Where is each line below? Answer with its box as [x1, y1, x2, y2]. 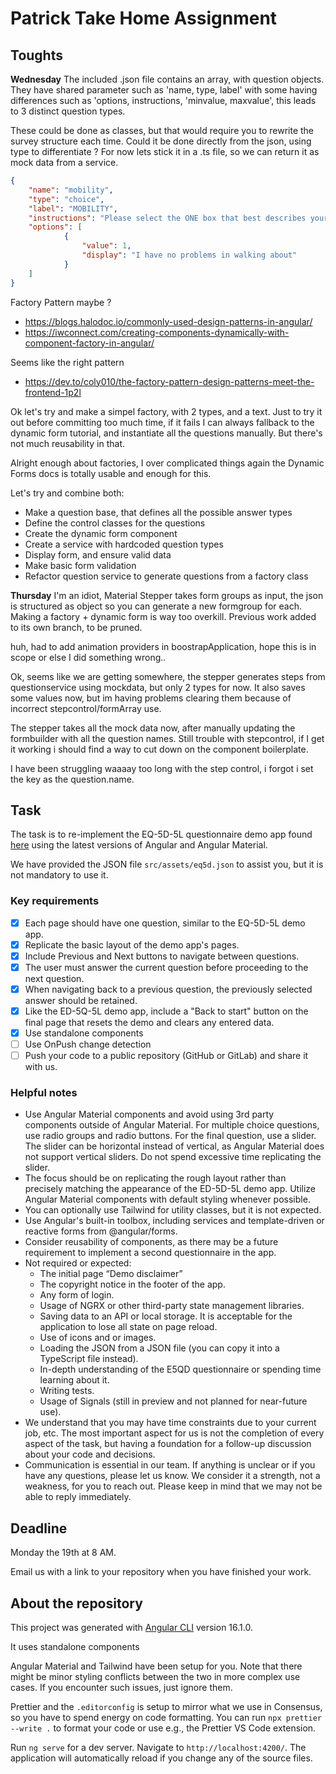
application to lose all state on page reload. [39, 1321, 218, 1333]
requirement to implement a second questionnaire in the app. [24, 1247, 277, 1259]
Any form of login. [39, 1289, 115, 1301]
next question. [24, 972, 85, 984]
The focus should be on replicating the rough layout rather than [24, 1172, 287, 1184]
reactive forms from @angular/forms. [24, 1225, 178, 1237]
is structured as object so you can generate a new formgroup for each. [10, 600, 302, 612]
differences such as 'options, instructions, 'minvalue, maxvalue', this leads [10, 95, 317, 106]
